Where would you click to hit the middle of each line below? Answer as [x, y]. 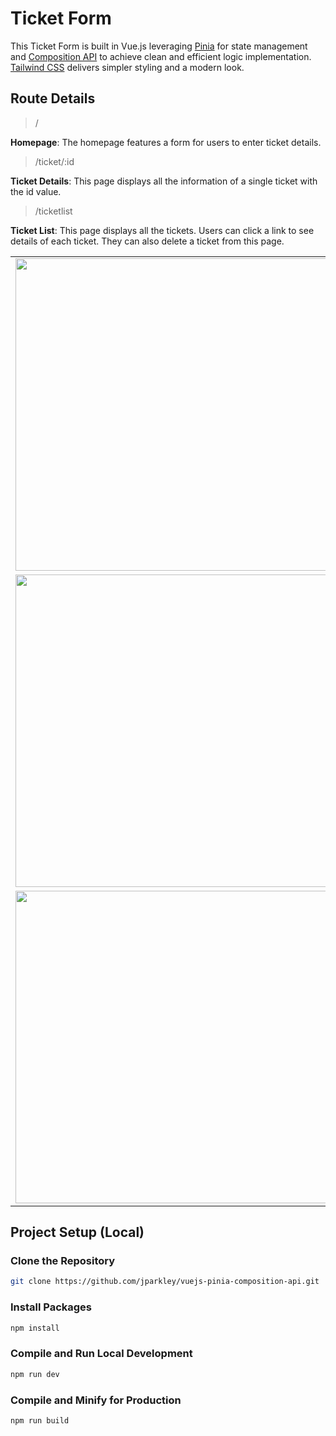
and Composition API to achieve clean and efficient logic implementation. [161, 56]
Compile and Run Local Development [101, 1354]
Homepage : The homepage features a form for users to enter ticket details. [166, 142]
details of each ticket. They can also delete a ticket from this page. [147, 241]
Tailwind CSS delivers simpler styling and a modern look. [127, 67]
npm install [35, 1328]
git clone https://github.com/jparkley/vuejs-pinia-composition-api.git [165, 1282]
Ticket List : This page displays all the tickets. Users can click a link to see [162, 230]
